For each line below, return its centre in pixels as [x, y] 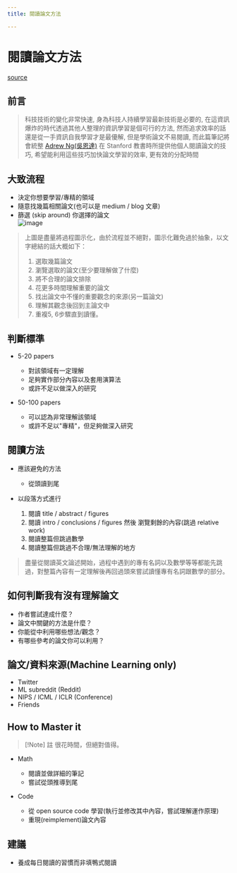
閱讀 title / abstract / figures [68, 513]
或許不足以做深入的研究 [62, 388]
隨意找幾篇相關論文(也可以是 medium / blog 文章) [89, 206]
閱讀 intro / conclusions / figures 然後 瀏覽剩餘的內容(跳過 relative [123, 522]
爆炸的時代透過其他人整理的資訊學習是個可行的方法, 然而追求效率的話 [125, 128]
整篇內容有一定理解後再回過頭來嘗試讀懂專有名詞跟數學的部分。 [136, 571]
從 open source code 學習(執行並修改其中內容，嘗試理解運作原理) [123, 811]
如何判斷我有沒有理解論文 [63, 596]
